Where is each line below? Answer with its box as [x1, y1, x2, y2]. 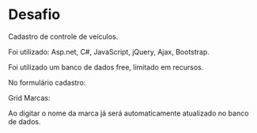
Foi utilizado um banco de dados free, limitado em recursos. [8, 62, 204, 72]
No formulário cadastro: [8, 78, 86, 87]
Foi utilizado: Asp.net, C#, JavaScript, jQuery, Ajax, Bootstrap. [8, 47, 210, 56]
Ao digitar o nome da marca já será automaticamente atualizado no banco [8, 108, 249, 118]
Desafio [8, 6, 61, 24]
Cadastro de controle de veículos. [8, 32, 119, 41]
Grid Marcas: [8, 93, 51, 102]
